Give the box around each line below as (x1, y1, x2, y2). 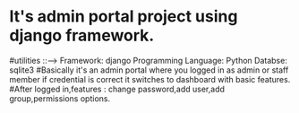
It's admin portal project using (9, 6, 238, 27)
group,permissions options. (9, 92, 110, 104)
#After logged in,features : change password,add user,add (9, 83, 226, 94)
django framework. (9, 25, 155, 46)
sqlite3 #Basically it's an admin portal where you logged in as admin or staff (9, 65, 289, 75)
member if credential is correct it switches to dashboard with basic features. (9, 74, 291, 84)
